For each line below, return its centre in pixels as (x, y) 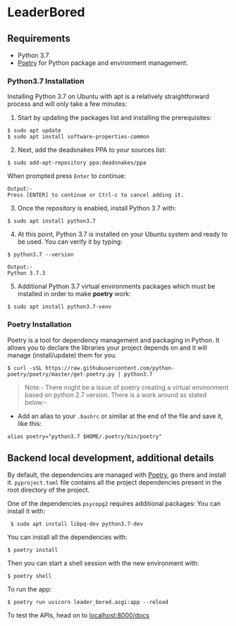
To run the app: (30, 589)
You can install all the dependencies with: (68, 537)
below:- (36, 402)
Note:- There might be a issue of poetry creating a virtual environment (126, 387)
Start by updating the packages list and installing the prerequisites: (114, 118)
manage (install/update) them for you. (62, 355)
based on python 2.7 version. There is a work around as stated (116, 395)
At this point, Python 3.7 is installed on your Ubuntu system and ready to (122, 235)
